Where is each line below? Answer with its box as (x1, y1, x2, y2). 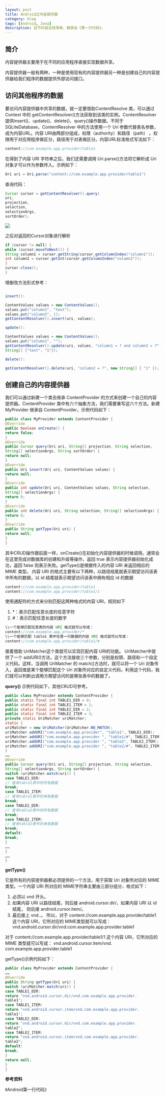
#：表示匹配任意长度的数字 (12, 615, 67, 621)
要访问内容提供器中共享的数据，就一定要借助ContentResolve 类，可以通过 (5, 105, 155, 111)
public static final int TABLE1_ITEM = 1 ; (5, 702, 93, 707)
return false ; (5, 430, 34, 435)
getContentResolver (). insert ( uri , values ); (5, 316, 96, 321)
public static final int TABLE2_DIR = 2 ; (5, 707, 91, 712)
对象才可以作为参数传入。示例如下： (5, 162, 79, 168)
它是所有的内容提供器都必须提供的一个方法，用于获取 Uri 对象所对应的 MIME (5, 877, 160, 883)
